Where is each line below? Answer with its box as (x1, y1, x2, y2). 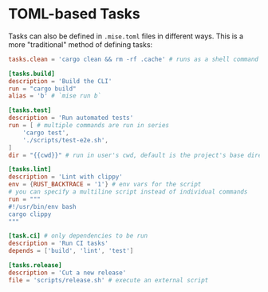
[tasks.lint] (8, 166, 52, 174)
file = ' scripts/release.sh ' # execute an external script (8, 276, 209, 284)
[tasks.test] (8, 106, 52, 114)
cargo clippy (8, 210, 52, 218)
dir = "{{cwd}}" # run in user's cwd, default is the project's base (8, 151, 245, 159)
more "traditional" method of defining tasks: (8, 39, 153, 49)
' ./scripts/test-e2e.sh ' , (22, 136, 109, 144)
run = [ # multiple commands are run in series (8, 122, 170, 130)
